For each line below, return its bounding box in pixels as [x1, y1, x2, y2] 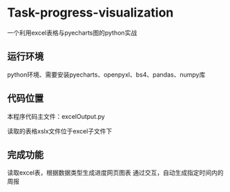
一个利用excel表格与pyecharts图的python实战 [7, 28, 137, 37]
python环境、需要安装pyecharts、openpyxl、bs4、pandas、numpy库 [7, 70, 206, 79]
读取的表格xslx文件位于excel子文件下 [7, 126, 113, 135]
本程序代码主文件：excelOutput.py [7, 112, 105, 120]
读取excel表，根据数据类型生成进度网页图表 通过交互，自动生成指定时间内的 [7, 169, 224, 177]
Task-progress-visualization [7, 5, 174, 21]
